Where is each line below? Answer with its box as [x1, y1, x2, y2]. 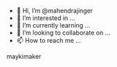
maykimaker [6, 52, 42, 60]
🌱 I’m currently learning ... [16, 21, 91, 29]
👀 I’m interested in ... [16, 14, 75, 22]
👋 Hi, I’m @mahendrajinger [16, 7, 93, 15]
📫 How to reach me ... [16, 37, 81, 44]
